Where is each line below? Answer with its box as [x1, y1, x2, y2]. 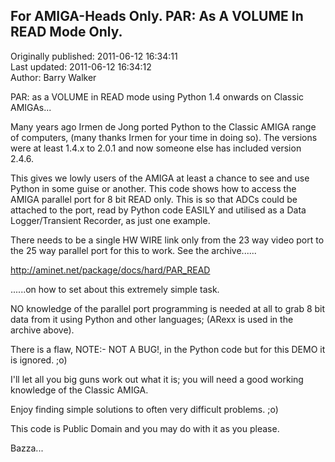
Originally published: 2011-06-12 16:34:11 [10, 50, 178, 62]
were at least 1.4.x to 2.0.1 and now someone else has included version [10, 142, 302, 154]
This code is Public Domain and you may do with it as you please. [10, 422, 280, 434]
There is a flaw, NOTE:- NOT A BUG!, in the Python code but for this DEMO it [10, 343, 326, 355]
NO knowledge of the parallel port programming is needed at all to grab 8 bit [10, 302, 326, 314]
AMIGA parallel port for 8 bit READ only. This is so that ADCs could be [10, 193, 298, 205]
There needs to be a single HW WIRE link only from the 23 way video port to [10, 234, 325, 246]
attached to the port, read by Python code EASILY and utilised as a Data [10, 204, 307, 216]
